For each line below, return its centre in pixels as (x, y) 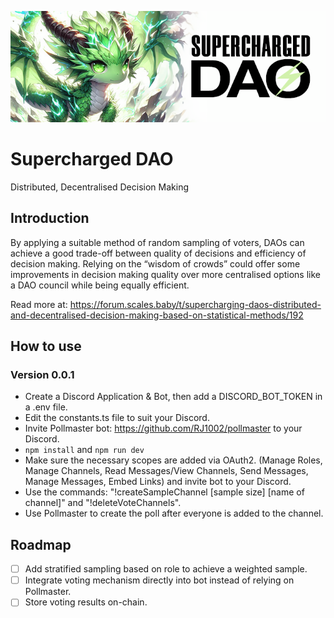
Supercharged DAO (92, 159)
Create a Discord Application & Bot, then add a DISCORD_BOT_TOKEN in (173, 397)
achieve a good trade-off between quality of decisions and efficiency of (158, 253)
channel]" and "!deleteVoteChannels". (103, 503)
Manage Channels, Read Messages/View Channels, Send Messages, (166, 471)
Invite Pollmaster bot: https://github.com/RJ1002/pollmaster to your (163, 428)
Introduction (50, 218)
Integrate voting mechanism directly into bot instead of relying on (159, 580)
